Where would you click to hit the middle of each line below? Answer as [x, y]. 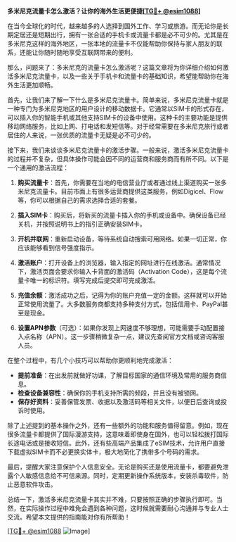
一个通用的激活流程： [38, 168]
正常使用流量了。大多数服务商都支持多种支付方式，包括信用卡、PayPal [120, 304]
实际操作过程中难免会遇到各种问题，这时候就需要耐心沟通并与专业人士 [127, 508]
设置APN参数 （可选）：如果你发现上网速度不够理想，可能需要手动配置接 [121, 328]
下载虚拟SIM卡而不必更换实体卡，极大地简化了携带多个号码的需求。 [105, 452]
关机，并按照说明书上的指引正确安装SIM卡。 [81, 224]
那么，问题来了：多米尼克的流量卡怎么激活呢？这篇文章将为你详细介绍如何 [115, 67]
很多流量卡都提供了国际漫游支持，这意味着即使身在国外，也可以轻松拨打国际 [118, 434]
